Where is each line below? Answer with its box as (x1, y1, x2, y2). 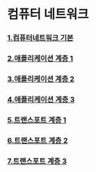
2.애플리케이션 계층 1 (7, 54, 73, 64)
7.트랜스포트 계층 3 (7, 156, 67, 166)
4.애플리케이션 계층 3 (7, 94, 75, 104)
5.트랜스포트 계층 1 (7, 115, 67, 124)
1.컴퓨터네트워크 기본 (7, 33, 74, 43)
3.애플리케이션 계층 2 (7, 74, 75, 84)
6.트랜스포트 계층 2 (7, 136, 68, 145)
